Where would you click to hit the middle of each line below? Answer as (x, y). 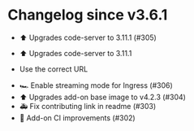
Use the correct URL (54, 69)
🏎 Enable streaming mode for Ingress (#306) (96, 85)
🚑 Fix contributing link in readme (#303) (88, 106)
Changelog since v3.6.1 (88, 15)
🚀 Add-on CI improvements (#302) (77, 118)
